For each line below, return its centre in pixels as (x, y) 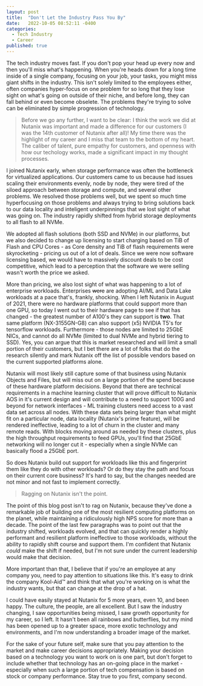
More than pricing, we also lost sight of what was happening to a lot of (94, 284)
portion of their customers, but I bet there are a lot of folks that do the (93, 348)
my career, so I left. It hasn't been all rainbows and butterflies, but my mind (100, 619)
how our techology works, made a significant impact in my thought (105, 152)
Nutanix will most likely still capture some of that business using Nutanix (96, 373)
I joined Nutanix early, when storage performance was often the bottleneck (100, 170)
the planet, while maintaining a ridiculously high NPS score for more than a (99, 518)
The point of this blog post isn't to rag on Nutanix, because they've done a (99, 505)
